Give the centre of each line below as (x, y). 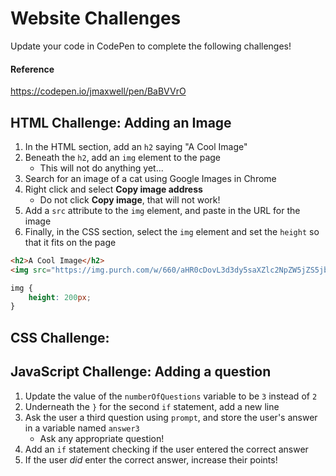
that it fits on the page (70, 242)
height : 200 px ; (60, 297)
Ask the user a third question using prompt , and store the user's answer (171, 417)
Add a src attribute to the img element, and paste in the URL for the (162, 210)
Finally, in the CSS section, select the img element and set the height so (172, 231)
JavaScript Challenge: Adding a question (141, 372)
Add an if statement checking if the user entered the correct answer (166, 449)
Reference (32, 69)
